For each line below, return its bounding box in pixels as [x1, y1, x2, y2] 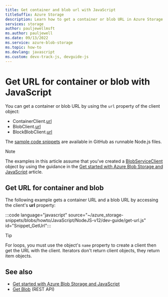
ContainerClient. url [12, 118, 52, 124]
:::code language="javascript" [5, 212, 67, 218]
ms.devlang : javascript [5, 49, 55, 54]
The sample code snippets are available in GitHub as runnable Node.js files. [5, 139, 162, 145]
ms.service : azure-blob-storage [5, 40, 73, 45]
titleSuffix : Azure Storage [5, 12, 64, 17]
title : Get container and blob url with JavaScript [5, 7, 116, 13]
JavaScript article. [5, 169, 43, 175]
